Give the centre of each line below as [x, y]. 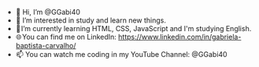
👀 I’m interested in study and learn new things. [91, 20]
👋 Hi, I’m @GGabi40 [48, 12]
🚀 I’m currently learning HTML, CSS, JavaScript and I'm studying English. [133, 28]
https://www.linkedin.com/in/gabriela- [179, 37]
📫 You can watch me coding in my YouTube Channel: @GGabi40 [121, 54]
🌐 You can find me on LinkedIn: [66, 37]
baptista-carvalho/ [46, 46]
